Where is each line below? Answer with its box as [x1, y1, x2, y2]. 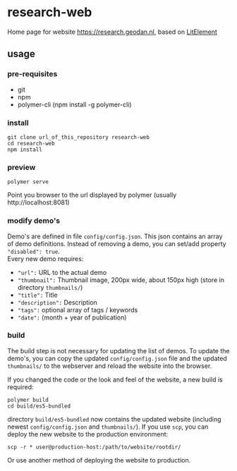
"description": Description [17, 298, 97, 307]
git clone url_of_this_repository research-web [7, 133, 150, 141]
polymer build [7, 396, 49, 403]
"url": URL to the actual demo [17, 268, 107, 276]
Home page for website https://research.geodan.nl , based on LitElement [7, 27, 217, 36]
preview [7, 162, 36, 172]
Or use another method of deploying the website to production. [7, 455, 191, 464]
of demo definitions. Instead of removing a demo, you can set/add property [7, 239, 227, 247]
